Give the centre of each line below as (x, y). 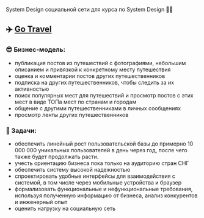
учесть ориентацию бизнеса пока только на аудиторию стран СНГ (102, 163)
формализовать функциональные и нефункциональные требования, (104, 189)
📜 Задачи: (21, 130)
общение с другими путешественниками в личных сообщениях (98, 108)
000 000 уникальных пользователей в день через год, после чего (101, 150)
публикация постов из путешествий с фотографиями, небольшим (100, 63)
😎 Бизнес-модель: (35, 50)
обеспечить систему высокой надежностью (72, 169)
